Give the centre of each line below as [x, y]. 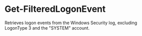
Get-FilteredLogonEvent [55, 9]
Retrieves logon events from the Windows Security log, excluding [71, 23]
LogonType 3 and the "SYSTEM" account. [47, 28]
